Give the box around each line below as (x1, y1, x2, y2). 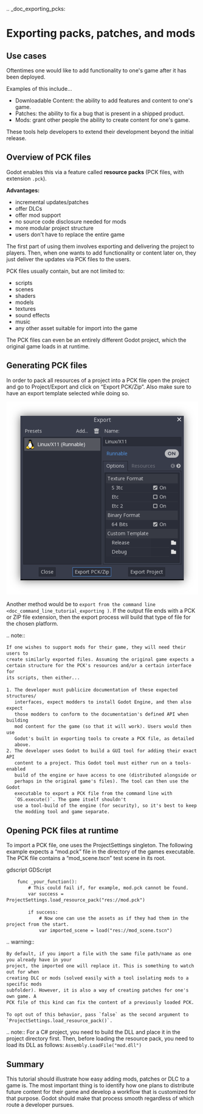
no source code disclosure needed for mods (15, 217, 126, 225)
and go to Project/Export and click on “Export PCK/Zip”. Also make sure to (6, 383, 191, 390)
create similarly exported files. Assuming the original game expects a (6, 657, 194, 663)
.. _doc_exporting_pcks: (6, 5, 66, 12)
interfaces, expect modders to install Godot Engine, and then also (14, 699, 191, 705)
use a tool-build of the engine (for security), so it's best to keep (14, 803, 198, 809)
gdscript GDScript (6, 866, 52, 873)
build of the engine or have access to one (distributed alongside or (14, 772, 198, 778)
